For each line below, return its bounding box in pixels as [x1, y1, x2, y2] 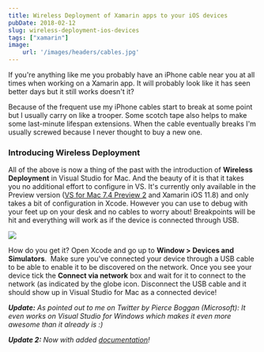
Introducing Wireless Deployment [8, 147, 141, 158]
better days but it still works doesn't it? [8, 87, 134, 96]
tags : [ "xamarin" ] [8, 33, 69, 42]
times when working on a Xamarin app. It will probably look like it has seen [8, 78, 251, 88]
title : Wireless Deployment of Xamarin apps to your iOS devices [8, 11, 228, 20]
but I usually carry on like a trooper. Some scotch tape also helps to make [8, 111, 247, 119]
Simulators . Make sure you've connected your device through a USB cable [8, 254, 255, 263]
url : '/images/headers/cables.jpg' [22, 48, 140, 56]
